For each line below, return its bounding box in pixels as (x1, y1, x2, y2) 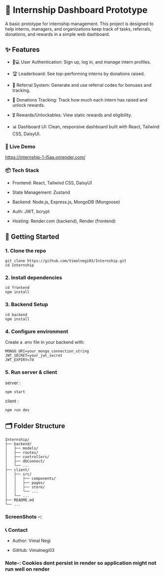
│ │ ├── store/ (5, 485, 45, 490)
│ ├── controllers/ (5, 455, 50, 460)
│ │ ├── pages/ (5, 480, 45, 485)
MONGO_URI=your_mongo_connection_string (5, 349, 90, 354)
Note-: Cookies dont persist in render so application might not (5, 560, 157, 567)
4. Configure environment (5, 328, 68, 335)
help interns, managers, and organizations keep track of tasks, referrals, (5, 26, 152, 32)
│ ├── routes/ (5, 450, 38, 455)
